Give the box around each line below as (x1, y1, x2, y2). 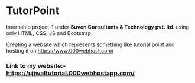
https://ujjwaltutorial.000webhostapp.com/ (6, 69, 135, 77)
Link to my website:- (6, 61, 66, 70)
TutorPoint (6, 4, 60, 18)
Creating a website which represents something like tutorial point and (6, 41, 175, 48)
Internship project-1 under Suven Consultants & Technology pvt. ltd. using (6, 23, 189, 30)
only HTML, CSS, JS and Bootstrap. (6, 29, 93, 36)
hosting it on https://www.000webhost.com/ (6, 47, 114, 54)
